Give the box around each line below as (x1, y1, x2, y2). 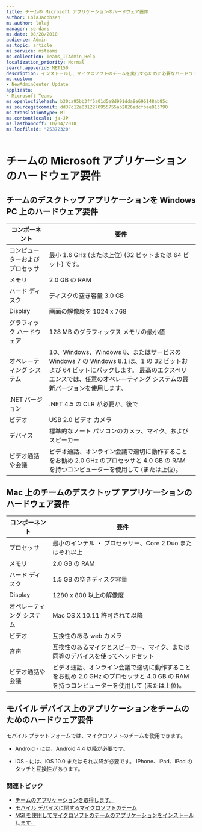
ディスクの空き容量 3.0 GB (49, 291, 124, 300)
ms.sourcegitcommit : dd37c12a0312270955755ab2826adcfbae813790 (6, 104, 168, 110)
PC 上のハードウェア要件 (6, 206, 99, 217)
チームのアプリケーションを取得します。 (14, 796, 115, 804)
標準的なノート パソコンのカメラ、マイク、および (49, 427, 189, 435)
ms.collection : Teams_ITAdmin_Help (6, 54, 96, 60)
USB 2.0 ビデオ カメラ (49, 416, 112, 424)
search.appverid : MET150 (6, 64, 69, 71)
